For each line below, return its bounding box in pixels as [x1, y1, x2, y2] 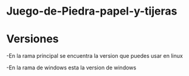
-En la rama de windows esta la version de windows [6, 64, 137, 71]
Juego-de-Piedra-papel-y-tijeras [6, 4, 177, 18]
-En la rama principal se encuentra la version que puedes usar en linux [6, 52, 184, 60]
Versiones [6, 32, 59, 46]
